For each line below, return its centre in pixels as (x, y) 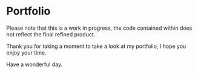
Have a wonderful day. (34, 64)
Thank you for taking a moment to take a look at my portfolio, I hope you (96, 46)
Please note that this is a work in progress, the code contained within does (99, 28)
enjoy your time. (26, 52)
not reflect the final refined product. (51, 34)
